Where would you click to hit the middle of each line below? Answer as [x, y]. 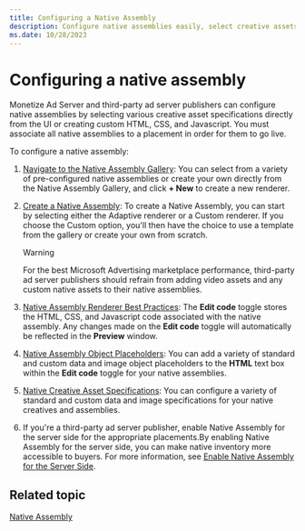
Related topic [48, 495]
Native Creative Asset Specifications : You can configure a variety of [149, 391]
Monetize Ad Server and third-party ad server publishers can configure [143, 105]
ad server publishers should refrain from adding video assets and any [152, 280]
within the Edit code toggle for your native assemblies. [124, 373]
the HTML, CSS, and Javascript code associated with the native [142, 317]
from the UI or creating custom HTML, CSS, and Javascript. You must [139, 125]
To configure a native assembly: [69, 152]
